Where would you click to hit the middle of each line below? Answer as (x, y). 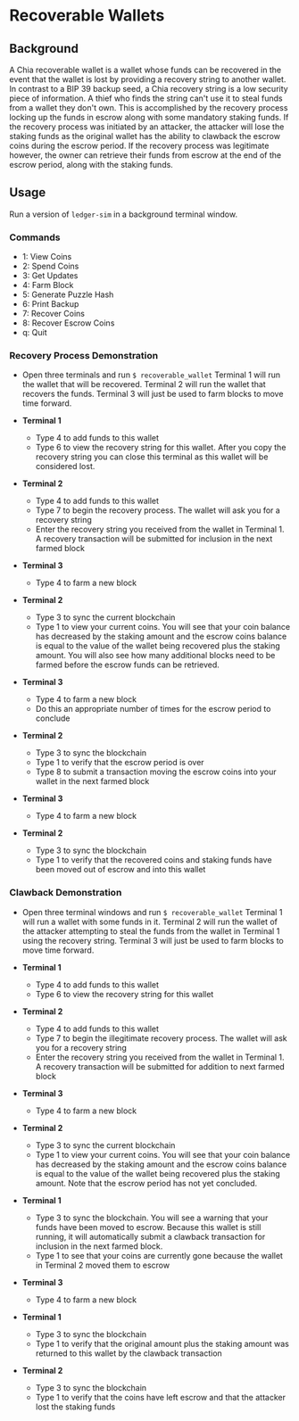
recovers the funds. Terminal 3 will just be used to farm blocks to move (153, 394)
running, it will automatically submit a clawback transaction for (150, 1236)
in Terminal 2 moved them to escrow (103, 1265)
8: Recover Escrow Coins (68, 323)
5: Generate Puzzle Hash (68, 294)
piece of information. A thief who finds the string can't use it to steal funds (146, 98)
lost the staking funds (75, 1407)
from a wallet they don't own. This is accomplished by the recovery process (149, 107)
